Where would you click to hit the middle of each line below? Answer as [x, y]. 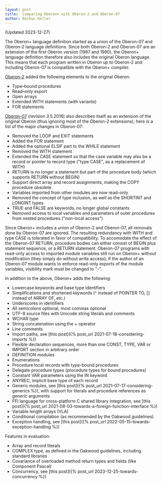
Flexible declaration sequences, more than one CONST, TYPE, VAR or [81, 344]
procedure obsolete [32, 188]
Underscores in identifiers [38, 303]
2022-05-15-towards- [129, 422]
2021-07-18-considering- [119, 334]
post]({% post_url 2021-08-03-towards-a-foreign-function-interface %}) [85, 406]
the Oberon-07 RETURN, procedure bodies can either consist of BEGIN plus [81, 243]
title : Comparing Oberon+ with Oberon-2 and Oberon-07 [62, 14]
